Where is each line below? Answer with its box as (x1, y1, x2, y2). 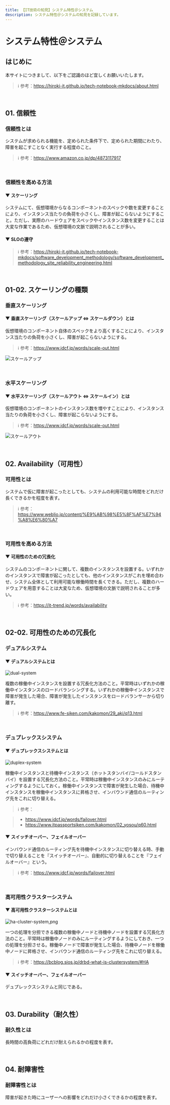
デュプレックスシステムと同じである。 (5, 984, 85, 990)
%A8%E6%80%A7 (17, 516, 58, 523)
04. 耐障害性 (5, 1065, 45, 1074)
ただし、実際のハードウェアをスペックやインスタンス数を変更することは (14, 217, 164, 224)
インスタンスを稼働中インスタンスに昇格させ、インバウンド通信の (5, 789, 143, 795)
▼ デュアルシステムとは (5, 658, 56, 664)
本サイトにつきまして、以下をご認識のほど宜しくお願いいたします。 (5, 72, 147, 78)
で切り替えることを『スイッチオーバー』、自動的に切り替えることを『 (5, 852, 149, 858)
